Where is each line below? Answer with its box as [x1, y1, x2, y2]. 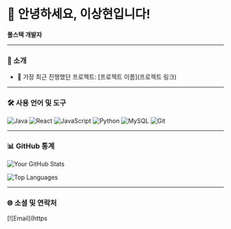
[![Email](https [7, 215, 48, 223]
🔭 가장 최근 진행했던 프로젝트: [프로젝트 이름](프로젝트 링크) [16, 73, 177, 81]
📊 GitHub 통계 [7, 141, 55, 151]
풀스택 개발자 [7, 30, 43, 39]
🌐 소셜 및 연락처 [7, 198, 57, 208]
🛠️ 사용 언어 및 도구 [7, 98, 67, 108]
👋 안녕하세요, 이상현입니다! [7, 6, 151, 22]
